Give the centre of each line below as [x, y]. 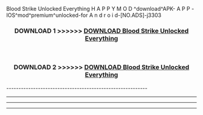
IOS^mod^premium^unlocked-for [47, 15]
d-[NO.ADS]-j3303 [138, 15]
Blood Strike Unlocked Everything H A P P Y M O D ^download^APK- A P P [98, 9]
